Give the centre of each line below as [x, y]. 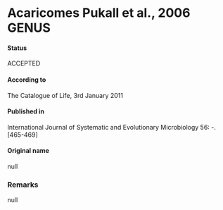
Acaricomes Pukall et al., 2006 [99, 13]
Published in [26, 111]
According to [27, 80]
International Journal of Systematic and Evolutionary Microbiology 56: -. [112, 127]
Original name [28, 151]
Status [17, 48]
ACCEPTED [24, 63]
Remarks [23, 185]
